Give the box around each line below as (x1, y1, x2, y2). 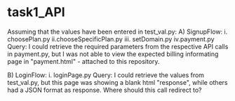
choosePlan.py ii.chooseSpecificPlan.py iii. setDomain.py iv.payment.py (7, 34, 215, 43)
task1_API (7, 4, 65, 20)
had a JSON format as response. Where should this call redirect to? (7, 86, 202, 94)
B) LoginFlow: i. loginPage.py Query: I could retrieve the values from (7, 71, 205, 79)
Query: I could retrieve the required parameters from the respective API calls (7, 42, 229, 50)
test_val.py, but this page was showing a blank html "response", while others (7, 78, 228, 86)
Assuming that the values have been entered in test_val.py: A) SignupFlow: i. (7, 27, 228, 36)
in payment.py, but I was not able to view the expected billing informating (7, 50, 219, 58)
